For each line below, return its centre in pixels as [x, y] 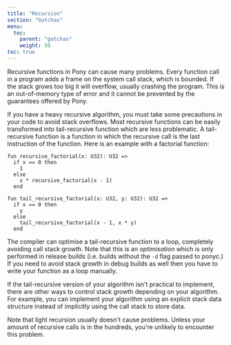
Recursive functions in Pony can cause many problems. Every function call [113, 71]
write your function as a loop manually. [62, 270]
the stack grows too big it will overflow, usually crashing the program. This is [116, 86]
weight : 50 [35, 46]
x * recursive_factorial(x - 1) [66, 180]
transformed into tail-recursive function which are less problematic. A [106, 129]
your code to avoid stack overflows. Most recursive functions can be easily [114, 121]
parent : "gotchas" [46, 39]
